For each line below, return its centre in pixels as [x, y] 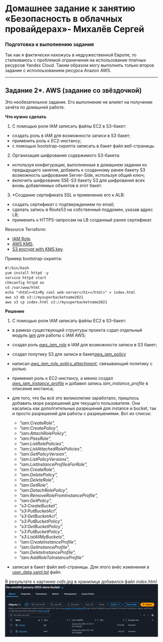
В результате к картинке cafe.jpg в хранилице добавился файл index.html [81, 582]
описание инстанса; [33, 389]
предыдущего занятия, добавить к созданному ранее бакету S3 [79, 170]
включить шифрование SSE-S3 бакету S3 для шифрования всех [78, 180]
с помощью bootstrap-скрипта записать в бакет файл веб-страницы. [83, 146]
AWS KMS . [23, 244]
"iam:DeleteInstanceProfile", [48, 552]
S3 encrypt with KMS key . [38, 249]
